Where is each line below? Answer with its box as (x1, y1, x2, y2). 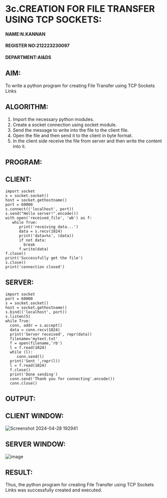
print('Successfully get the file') (5, 255, 83, 260)
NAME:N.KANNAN (5, 31, 46, 37)
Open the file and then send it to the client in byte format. (12, 132, 133, 138)
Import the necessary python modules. (12, 116, 94, 122)
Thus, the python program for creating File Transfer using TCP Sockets (5, 482, 154, 488)
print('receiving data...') (18, 224, 79, 229)
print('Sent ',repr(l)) (10, 358, 60, 364)
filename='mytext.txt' (10, 336, 58, 341)
